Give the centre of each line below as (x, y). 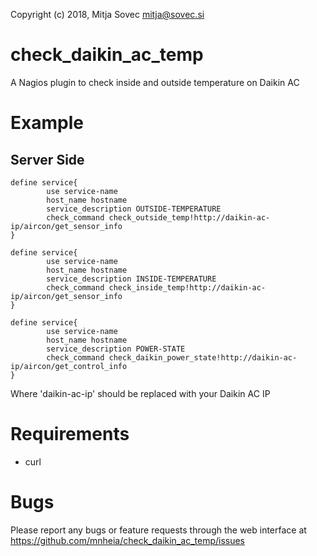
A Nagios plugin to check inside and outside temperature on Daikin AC (155, 82)
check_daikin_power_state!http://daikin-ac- (203, 357)
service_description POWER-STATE (116, 349)
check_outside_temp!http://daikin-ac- (189, 217)
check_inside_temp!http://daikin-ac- (187, 287)
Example (47, 123)
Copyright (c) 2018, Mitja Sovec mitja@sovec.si (107, 14)
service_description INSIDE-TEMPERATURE (131, 279)
